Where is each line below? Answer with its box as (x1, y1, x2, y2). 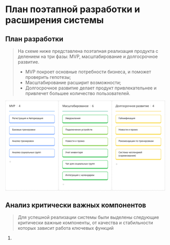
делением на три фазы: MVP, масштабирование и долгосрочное (17, 53, 158, 59)
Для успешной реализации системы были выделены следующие (17, 215, 159, 221)
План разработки (5, 35, 63, 43)
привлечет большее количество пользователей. (25, 90, 130, 96)
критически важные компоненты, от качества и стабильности (17, 220, 153, 226)
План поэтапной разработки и (5, 4, 141, 15)
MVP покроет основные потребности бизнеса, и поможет (25, 69, 151, 75)
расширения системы (5, 14, 104, 26)
